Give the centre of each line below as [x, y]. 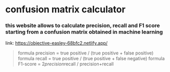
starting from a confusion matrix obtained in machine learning [84, 32]
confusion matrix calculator [66, 10]
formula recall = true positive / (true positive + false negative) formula [91, 59]
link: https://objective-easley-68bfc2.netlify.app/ [57, 43]
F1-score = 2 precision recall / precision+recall [66, 64]
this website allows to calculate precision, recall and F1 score [83, 26]
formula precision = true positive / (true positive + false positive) [86, 53]
